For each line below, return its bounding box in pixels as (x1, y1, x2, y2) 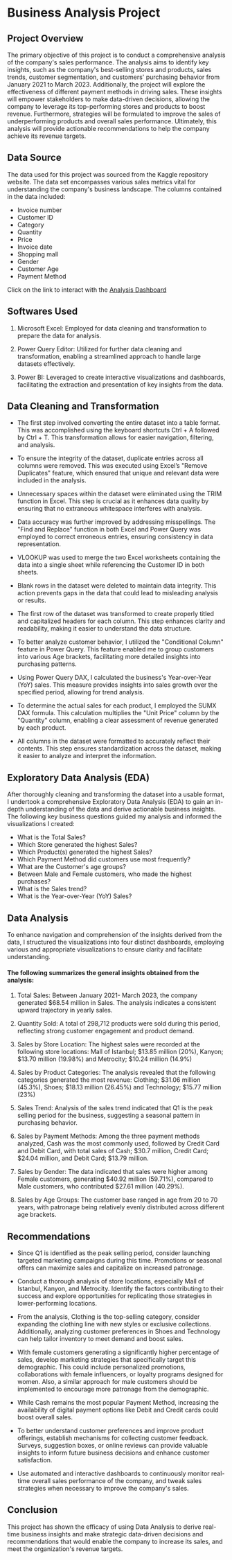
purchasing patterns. (17, 660, 78, 668)
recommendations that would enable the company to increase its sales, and (7, 1537, 223, 1545)
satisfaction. (17, 1456, 53, 1464)
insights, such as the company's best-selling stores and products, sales (7, 66, 212, 73)
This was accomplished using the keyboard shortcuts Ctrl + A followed (17, 426, 220, 435)
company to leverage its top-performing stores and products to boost (7, 103, 206, 110)
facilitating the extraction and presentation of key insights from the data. (17, 380, 224, 389)
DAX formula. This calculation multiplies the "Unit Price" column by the (17, 709, 220, 717)
